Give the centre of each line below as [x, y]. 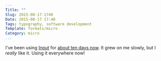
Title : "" [16, 10]
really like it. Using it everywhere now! [45, 53]
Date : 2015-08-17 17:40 [30, 19]
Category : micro [22, 33]
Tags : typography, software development [49, 24]
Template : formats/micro [31, 29]
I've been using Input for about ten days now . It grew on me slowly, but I [80, 48]
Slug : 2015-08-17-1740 [29, 15]
